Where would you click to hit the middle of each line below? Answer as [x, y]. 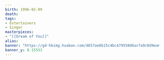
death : [12, 14]
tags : [10, 18]
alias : [12, 41]
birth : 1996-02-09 [24, 9]
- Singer [14, 28]
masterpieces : [20, 32]
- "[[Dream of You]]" [27, 37]
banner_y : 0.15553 [24, 50]
